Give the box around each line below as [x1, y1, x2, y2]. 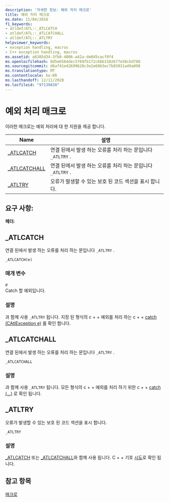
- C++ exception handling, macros [5, 49, 78, 54]
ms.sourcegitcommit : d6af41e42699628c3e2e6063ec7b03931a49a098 [5, 64, 141, 69]
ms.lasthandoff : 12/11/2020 [5, 78, 64, 83]
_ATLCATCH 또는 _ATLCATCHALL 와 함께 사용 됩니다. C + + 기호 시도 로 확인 [5, 455, 156, 460]
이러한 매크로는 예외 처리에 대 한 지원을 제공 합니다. [5, 123, 106, 129]
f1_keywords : [5, 21, 33, 27]
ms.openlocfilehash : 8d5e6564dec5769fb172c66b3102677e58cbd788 [5, 59, 141, 64]
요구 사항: [5, 204, 34, 212]
